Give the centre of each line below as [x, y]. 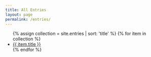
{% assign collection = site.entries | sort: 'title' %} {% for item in [79, 34]
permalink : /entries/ [28, 19]
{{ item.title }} [27, 44]
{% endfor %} [27, 50]
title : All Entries [26, 10]
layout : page [19, 15]
